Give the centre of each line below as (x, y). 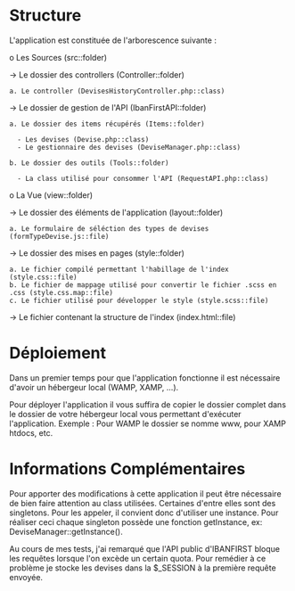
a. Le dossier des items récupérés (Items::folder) (107, 124)
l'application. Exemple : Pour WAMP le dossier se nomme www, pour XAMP (148, 423)
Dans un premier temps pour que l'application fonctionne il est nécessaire (145, 378)
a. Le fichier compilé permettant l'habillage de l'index (119, 269)
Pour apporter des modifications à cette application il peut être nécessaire (146, 493)
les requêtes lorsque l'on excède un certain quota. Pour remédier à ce (138, 558)
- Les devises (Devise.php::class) (83, 139)
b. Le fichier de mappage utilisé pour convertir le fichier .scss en (143, 285)
